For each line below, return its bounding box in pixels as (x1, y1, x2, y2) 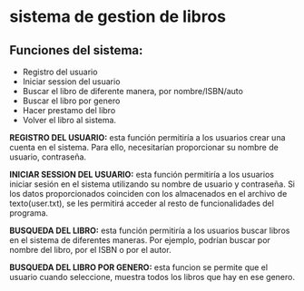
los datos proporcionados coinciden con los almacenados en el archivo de (9, 189, 288, 199)
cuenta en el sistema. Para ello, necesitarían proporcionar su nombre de (9, 142, 279, 152)
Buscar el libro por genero (22, 95, 121, 106)
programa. (9, 208, 48, 218)
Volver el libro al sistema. (22, 115, 116, 125)
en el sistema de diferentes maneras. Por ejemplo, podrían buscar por (9, 235, 270, 246)
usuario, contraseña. (9, 151, 87, 162)
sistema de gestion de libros (9, 6, 227, 27)
